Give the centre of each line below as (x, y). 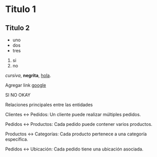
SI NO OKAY (18, 95)
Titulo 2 (18, 28)
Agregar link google (26, 85)
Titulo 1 (21, 9)
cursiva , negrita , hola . (28, 75)
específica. (17, 139)
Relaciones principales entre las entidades (49, 105)
